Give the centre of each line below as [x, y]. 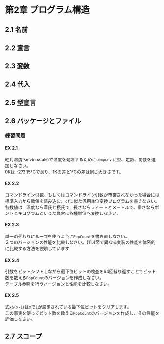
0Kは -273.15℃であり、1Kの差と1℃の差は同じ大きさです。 [64, 172]
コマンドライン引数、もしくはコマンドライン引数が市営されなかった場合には [82, 195]
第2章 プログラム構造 [47, 10]
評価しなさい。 [20, 319]
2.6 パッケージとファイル [43, 121]
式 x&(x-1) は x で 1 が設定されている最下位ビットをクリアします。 [68, 307]
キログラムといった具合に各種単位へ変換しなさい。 [69, 213]
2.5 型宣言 [21, 103]
